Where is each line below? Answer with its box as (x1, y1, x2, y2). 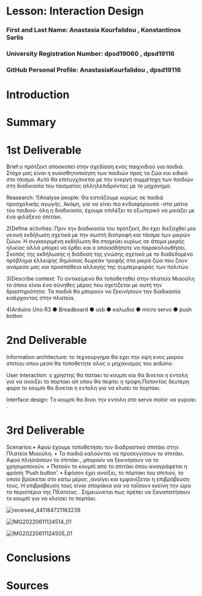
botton (6, 312, 23, 320)
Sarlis (6, 33, 24, 42)
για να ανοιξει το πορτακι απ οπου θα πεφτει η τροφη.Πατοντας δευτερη (6, 378, 190, 385)
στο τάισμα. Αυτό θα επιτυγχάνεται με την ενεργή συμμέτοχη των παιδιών (6, 176, 194, 183)
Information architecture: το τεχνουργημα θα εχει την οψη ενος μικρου (6, 353, 184, 361)
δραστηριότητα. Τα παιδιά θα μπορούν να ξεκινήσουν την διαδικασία (6, 288, 181, 295)
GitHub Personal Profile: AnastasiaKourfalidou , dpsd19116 (6, 65, 181, 74)
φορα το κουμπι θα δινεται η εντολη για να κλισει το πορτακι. (6, 384, 161, 392)
